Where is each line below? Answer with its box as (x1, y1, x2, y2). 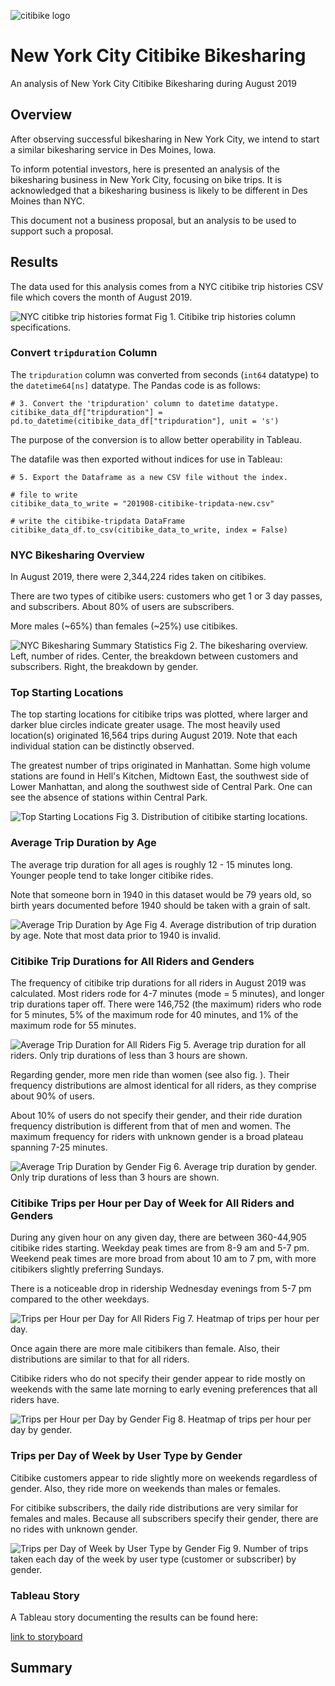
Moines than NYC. (10, 195, 85, 207)
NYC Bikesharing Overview (10, 548, 145, 562)
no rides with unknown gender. (10, 1523, 138, 1535)
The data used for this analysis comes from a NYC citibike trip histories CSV (10, 280, 324, 292)
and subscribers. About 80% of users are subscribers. (10, 601, 235, 613)
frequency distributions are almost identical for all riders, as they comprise (10, 1080, 317, 1092)
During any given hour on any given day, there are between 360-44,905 (10, 1231, 307, 1244)
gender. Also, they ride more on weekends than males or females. (10, 1482, 282, 1494)
